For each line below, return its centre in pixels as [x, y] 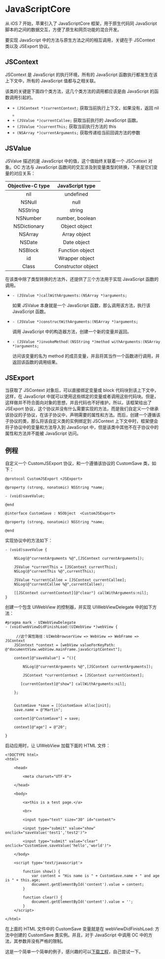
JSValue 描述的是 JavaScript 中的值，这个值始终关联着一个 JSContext [76, 161]
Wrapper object [76, 258]
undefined [76, 194]
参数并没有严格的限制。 [42, 941]
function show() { [42, 872]
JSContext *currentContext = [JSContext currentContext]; [83, 675]
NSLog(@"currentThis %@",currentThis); [55, 572]
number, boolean [76, 218]
